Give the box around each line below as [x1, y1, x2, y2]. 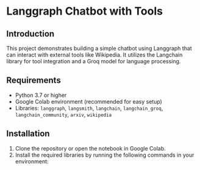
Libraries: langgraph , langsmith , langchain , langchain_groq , [15, 104, 163, 112]
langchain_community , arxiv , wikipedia [15, 111, 112, 118]
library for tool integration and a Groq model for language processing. [6, 58, 181, 65]
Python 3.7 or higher [15, 91, 67, 99]
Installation [6, 129, 50, 139]
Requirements [6, 75, 61, 86]
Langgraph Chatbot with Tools [6, 4, 163, 18]
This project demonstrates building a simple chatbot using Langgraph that [6, 44, 192, 52]
